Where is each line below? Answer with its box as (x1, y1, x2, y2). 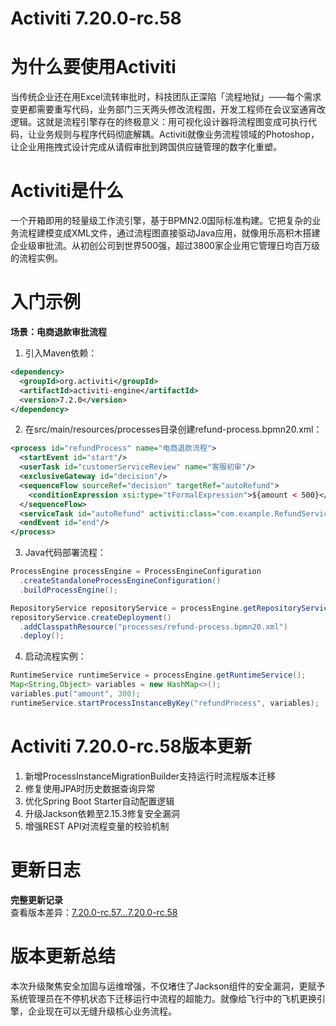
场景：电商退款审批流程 (10, 326, 107, 337)
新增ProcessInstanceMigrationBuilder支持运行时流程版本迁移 (24, 770, 277, 782)
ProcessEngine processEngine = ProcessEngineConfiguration (10, 567, 262, 577)
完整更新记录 (10, 893, 63, 906)
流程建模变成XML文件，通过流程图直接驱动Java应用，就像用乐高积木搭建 (18, 227, 321, 239)
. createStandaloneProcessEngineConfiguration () (19, 576, 222, 586)
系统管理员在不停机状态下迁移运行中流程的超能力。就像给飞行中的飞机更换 (10, 992, 317, 1004)
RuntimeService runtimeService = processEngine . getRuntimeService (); (10, 670, 307, 681)
